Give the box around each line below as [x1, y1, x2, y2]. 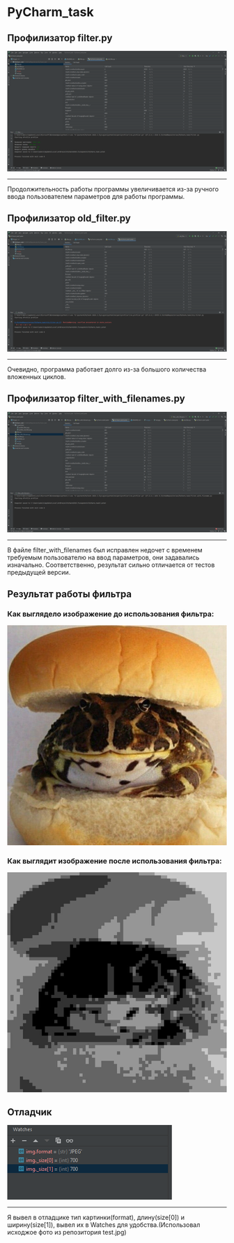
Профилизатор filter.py [7, 32, 113, 44]
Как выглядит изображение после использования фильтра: [7, 856, 222, 866]
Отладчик [7, 1106, 52, 1118]
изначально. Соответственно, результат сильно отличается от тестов [7, 560, 215, 569]
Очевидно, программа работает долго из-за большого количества [7, 365, 207, 374]
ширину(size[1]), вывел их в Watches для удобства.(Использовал [7, 1221, 201, 1229]
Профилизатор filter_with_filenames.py [7, 392, 186, 405]
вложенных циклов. [7, 373, 66, 381]
